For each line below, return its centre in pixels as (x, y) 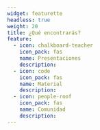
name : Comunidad (43, 109)
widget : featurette (35, 13)
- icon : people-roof (42, 97)
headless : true (29, 20)
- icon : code (32, 71)
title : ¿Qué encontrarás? (44, 33)
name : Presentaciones (50, 58)
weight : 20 (23, 26)
